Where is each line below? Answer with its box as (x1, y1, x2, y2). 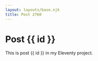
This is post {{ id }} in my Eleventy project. (5, 50, 93, 56)
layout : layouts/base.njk (5, 7, 60, 12)
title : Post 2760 (5, 12, 42, 17)
